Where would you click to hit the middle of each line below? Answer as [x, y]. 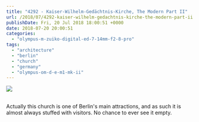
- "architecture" [33, 50]
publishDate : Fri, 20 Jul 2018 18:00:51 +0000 [65, 23]
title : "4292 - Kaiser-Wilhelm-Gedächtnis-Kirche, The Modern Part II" [97, 12]
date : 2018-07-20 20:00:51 [40, 28]
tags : [13, 45]
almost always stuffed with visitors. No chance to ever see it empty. [89, 113]
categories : [21, 34]
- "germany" [27, 67]
